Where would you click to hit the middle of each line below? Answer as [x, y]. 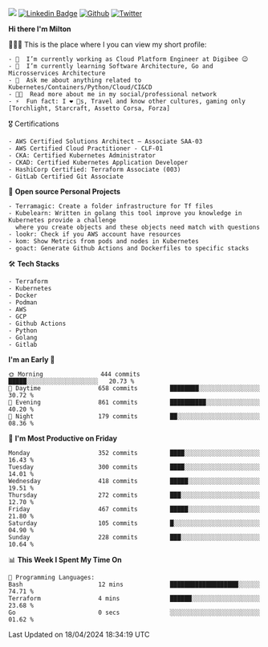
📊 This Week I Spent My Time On [65, 560]
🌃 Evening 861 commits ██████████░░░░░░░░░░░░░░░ [134, 402]
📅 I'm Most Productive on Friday [63, 438]
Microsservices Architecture [57, 73]
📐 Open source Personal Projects [65, 191]
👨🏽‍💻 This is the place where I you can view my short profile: [108, 45]
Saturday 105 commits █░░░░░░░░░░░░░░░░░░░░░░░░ [134, 523]
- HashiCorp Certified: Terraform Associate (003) [95, 169]
